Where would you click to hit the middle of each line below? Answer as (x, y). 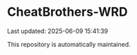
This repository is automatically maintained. (69, 44)
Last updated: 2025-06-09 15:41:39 (58, 31)
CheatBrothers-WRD (67, 12)
